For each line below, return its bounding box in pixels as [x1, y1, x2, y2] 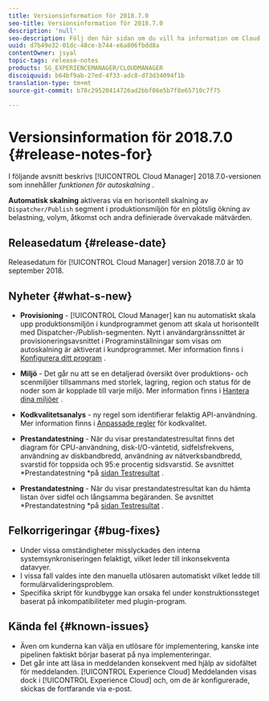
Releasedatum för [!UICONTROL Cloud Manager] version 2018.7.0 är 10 [8, 258, 243, 267]
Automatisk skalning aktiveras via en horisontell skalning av [8, 196, 209, 206]
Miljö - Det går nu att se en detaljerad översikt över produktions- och [19, 369, 249, 378]
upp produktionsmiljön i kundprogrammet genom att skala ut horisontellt [19, 319, 259, 328]
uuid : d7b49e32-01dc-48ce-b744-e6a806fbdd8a [8, 42, 160, 50]
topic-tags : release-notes [8, 57, 99, 65]
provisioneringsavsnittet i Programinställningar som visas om [19, 336, 222, 345]
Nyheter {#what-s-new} [8, 289, 132, 303]
